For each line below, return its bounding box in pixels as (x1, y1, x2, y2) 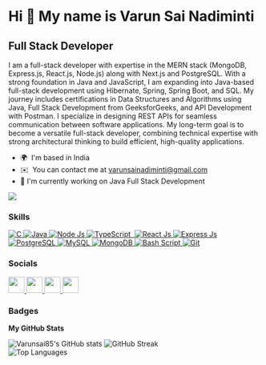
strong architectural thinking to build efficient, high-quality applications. (8, 137, 244, 146)
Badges (8, 305, 38, 316)
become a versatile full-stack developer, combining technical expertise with (8, 128, 259, 138)
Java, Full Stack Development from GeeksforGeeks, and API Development (8, 103, 252, 112)
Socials (8, 258, 38, 269)
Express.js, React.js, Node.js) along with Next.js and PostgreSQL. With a (8, 69, 246, 78)
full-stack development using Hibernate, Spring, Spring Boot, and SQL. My (8, 86, 255, 95)
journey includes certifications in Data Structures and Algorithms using (8, 94, 242, 103)
